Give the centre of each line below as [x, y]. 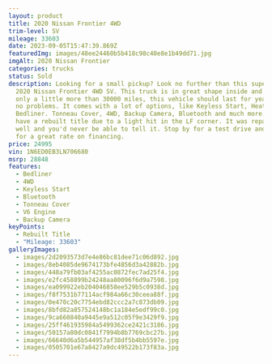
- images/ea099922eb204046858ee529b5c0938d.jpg [98, 287]
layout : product [36, 16]
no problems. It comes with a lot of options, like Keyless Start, [132, 106]
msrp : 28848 [28, 159]
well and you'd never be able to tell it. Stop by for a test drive [134, 129]
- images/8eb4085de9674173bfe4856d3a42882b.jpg [98, 264]
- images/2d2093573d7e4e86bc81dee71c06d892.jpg [98, 257]
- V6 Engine [36, 212]
